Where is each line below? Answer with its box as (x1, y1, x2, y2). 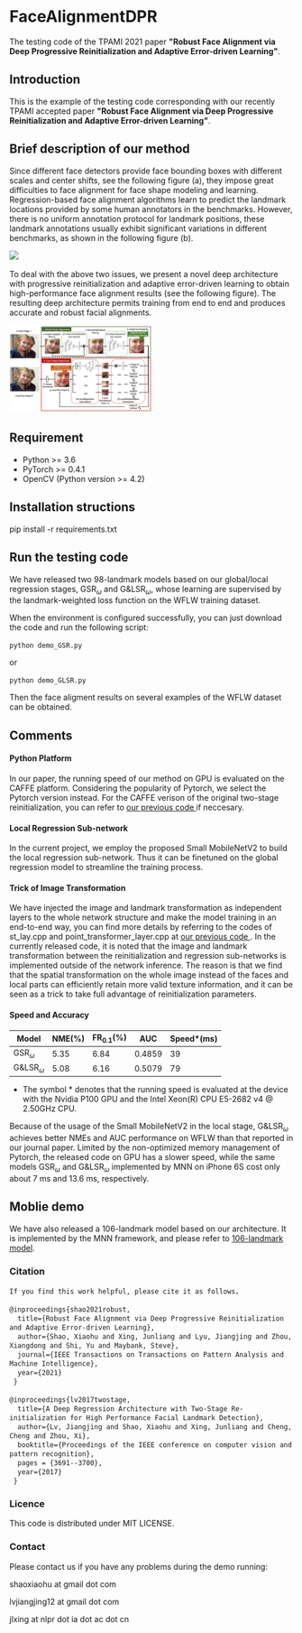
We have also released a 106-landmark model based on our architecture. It (9, 1223, 287, 1234)
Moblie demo (9, 1199, 85, 1215)
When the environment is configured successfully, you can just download (9, 612, 282, 624)
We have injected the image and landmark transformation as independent (9, 903, 282, 914)
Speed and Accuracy (9, 1009, 90, 1020)
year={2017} (17, 1468, 63, 1477)
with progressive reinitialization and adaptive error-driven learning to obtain (9, 278, 290, 289)
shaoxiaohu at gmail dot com (9, 1578, 117, 1590)
